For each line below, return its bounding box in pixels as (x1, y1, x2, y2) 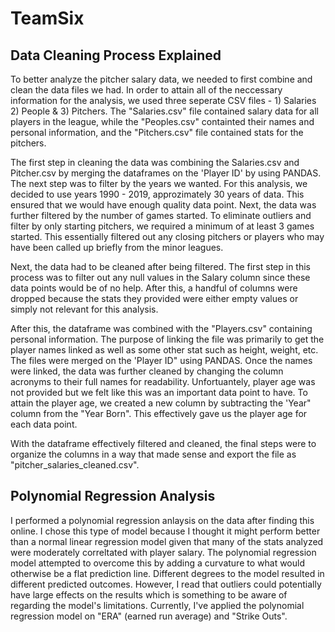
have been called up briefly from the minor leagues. (10, 242, 224, 253)
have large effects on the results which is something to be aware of (10, 588, 288, 601)
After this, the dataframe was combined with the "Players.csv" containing (10, 323, 313, 334)
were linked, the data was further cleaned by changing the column (10, 365, 284, 377)
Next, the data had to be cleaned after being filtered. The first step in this (10, 261, 312, 272)
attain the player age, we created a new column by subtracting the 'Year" (10, 397, 312, 409)
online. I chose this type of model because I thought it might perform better (10, 525, 321, 537)
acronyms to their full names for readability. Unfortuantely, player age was (10, 376, 316, 387)
